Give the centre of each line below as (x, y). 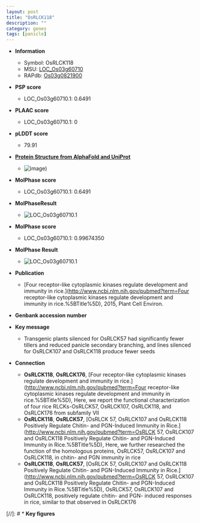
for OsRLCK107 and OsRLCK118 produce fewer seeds (90, 351)
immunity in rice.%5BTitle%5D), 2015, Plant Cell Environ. (93, 304)
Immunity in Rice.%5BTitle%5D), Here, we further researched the (104, 445)
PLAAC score (32, 110)
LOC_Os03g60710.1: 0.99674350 (64, 238)
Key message (32, 327)
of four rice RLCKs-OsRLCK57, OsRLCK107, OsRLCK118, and (98, 407)
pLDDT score (31, 134)
